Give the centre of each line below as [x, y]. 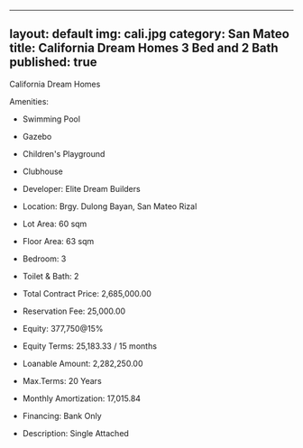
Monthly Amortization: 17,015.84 [82, 398]
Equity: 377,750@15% [63, 328]
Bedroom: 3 [44, 259]
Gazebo [37, 136]
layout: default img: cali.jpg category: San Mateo [150, 34]
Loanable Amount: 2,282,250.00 [83, 363]
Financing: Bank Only [62, 416]
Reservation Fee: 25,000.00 [74, 311]
